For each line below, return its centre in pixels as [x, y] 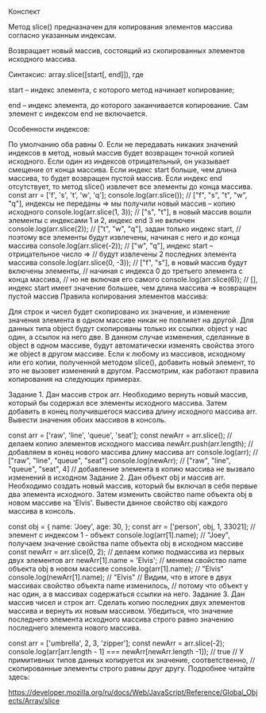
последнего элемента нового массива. [75, 628]
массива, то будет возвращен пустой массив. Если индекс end [115, 178]
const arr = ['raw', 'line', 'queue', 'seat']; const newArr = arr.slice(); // [120, 435]
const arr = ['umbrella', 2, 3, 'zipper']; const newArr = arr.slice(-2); [116, 643]
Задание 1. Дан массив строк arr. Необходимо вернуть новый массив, [128, 395]
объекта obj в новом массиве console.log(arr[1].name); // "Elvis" [116, 568]
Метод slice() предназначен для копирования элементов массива [120, 27]
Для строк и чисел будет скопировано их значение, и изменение [119, 312]
